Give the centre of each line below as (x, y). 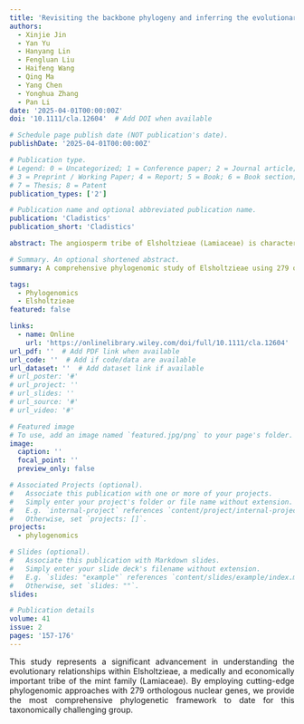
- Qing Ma (36, 77)
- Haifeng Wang (46, 69)
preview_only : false (56, 469)
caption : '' (40, 452)
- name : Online (46, 334)
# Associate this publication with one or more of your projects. (141, 493)
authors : (26, 26)
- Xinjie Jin (42, 34)
